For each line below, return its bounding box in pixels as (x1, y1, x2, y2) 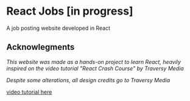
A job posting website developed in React (6, 24, 111, 32)
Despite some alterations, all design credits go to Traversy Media (6, 76, 171, 83)
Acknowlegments (6, 42, 75, 52)
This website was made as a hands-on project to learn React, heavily (6, 58, 181, 65)
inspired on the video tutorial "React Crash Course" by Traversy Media (6, 64, 184, 72)
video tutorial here (6, 88, 52, 96)
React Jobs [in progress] (6, 4, 133, 18)
